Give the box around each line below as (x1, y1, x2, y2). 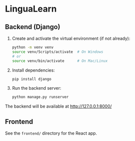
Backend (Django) (5, 23, 60, 31)
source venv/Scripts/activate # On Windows (12, 49, 104, 54)
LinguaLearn (5, 3, 57, 15)
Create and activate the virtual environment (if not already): (12, 35, 131, 41)
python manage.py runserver (12, 94, 69, 100)
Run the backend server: (12, 85, 61, 91)
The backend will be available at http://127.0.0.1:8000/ (5, 103, 112, 110)
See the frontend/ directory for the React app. (5, 130, 97, 136)
